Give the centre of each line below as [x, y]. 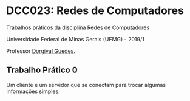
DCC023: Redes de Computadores [95, 11]
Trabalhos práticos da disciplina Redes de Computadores [78, 27]
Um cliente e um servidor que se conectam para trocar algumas [86, 85]
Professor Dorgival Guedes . [41, 51]
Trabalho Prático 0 [42, 70]
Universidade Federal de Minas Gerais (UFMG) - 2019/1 [75, 39]
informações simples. [33, 91]
